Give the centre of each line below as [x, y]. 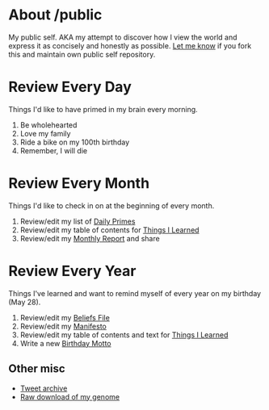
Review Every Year [72, 271]
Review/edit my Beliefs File [65, 317]
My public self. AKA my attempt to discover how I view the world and [123, 37]
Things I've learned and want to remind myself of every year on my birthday [134, 293]
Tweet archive [44, 388]
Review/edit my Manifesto [63, 326]
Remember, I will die [53, 150]
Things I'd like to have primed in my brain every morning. [103, 109]
